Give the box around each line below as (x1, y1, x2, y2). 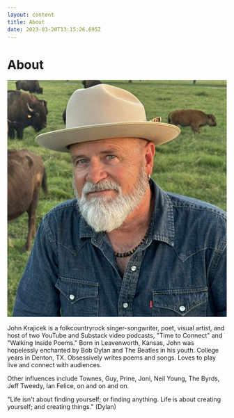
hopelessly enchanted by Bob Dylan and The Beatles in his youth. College (7, 346, 219, 355)
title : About (7, 18, 45, 26)
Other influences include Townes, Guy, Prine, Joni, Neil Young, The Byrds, (7, 374, 220, 383)
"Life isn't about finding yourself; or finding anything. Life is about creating (7, 395, 221, 403)
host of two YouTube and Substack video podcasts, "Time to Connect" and (7, 331, 223, 340)
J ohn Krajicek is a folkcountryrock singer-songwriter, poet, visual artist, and (7, 324, 225, 332)
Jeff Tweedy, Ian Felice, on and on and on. (7, 382, 130, 390)
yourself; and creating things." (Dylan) (7, 403, 117, 411)
